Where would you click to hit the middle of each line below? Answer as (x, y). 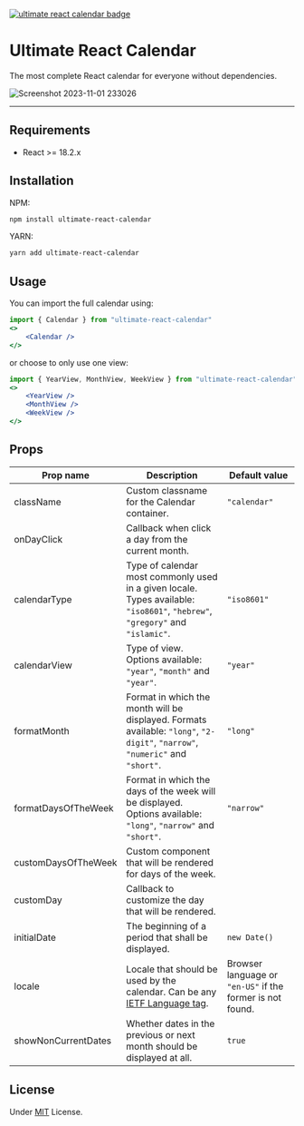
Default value (259, 475)
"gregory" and (157, 622)
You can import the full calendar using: (81, 303)
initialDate (35, 937)
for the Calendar (161, 502)
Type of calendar (162, 565)
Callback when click (169, 528)
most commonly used (172, 576)
